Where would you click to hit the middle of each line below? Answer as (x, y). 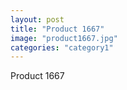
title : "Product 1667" (57, 29)
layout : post (37, 19)
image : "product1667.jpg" (64, 38)
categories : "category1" (62, 47)
